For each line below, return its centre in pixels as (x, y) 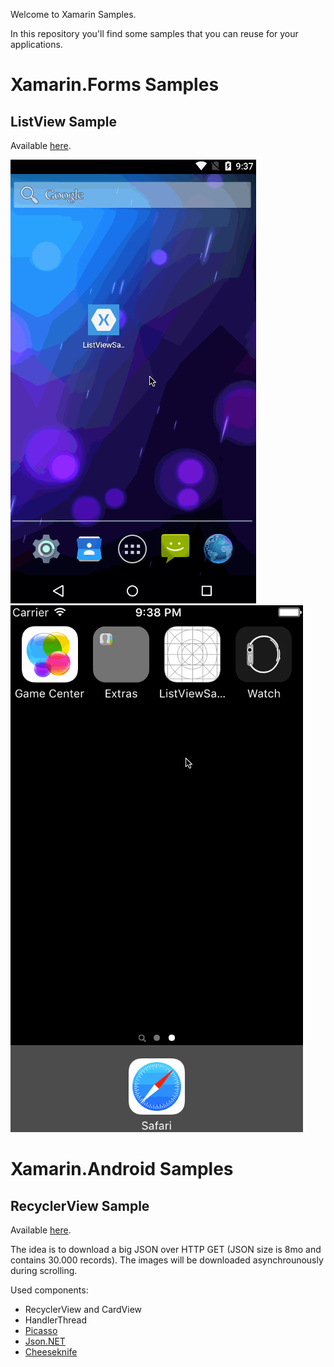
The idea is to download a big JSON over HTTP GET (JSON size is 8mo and (166, 1249)
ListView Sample (63, 121)
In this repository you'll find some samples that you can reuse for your (154, 33)
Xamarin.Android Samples (122, 1169)
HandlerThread (56, 1320)
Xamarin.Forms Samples (115, 85)
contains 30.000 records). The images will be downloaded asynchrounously (167, 1260)
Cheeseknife (51, 1352)
